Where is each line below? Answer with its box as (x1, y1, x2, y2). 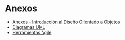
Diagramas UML (12, 24, 45, 30)
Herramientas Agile (12, 29, 52, 35)
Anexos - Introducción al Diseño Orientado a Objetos (12, 19, 120, 25)
